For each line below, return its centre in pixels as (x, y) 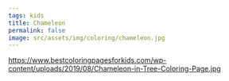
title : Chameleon (37, 23)
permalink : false (37, 30)
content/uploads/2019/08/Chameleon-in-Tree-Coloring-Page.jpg (114, 69)
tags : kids (26, 15)
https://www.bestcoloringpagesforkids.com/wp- (87, 60)
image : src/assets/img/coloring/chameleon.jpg (87, 38)
